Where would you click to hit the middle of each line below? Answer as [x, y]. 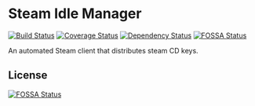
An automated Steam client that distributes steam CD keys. [103, 50]
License [28, 75]
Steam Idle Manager [75, 14]
